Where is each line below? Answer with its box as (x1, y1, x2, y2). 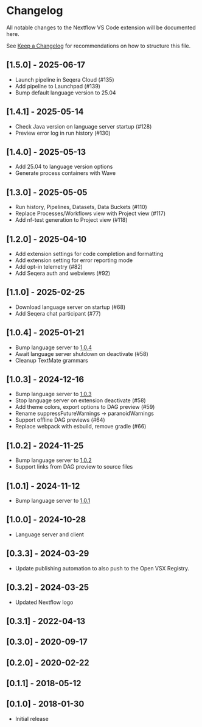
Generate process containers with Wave (15, 169, 116, 177)
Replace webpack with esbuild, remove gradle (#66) (15, 423, 147, 430)
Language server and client (15, 531, 84, 538)
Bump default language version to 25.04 (15, 89, 117, 96)
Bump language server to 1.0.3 (15, 391, 92, 398)
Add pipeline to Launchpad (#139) (15, 82, 100, 90)
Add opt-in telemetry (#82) (15, 263, 83, 270)
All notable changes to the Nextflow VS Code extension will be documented (6, 24, 196, 31)
